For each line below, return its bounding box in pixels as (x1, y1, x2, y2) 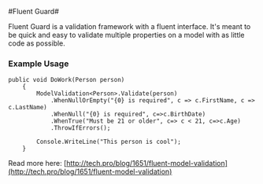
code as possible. (8, 39, 65, 48)
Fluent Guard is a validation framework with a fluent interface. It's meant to (8, 22, 251, 31)
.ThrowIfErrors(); (50, 124, 111, 132)
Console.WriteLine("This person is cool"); (36, 138, 181, 146)
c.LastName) (8, 104, 47, 112)
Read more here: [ (8, 159, 67, 168)
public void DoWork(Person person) (8, 76, 125, 84)
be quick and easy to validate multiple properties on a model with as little (8, 31, 246, 39)
